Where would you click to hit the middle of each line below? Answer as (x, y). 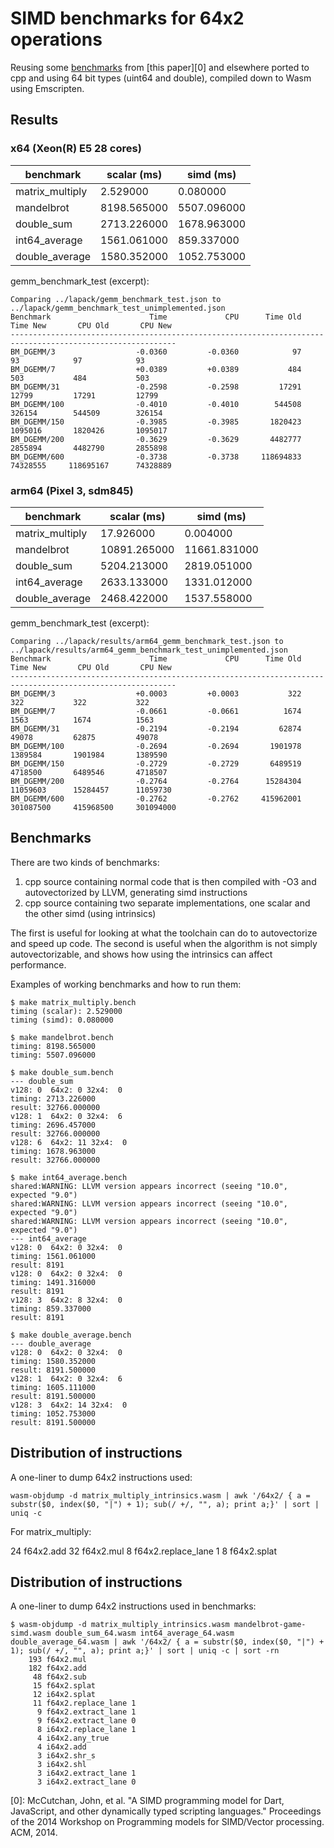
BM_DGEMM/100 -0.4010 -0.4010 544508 (156, 404)
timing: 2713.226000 (53, 1098)
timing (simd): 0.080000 (62, 1020)
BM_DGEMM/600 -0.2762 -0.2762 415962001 (156, 798)
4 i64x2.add (61, 1747)
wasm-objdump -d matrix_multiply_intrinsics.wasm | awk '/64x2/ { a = (160, 1495)
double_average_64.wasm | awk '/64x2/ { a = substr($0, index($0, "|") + (167, 1642)
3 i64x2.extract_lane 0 (86, 1782)
